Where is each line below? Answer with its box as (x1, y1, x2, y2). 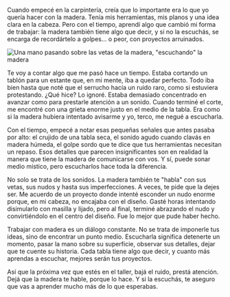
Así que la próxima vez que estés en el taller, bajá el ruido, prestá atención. (7, 268, 219, 276)
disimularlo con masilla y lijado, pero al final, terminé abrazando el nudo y (7, 205, 215, 213)
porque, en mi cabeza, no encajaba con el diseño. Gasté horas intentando (7, 198, 216, 205)
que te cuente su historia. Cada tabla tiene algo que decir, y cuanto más (7, 247, 211, 255)
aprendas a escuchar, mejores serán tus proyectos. (7, 254, 152, 263)
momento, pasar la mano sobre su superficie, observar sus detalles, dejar (7, 240, 216, 248)
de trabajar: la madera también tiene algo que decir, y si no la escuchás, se (7, 27, 219, 36)
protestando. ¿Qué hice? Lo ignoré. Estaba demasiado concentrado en (7, 91, 207, 99)
